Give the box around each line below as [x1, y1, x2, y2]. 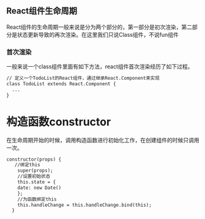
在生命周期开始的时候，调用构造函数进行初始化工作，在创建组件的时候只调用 [6, 136, 199, 144]
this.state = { [17, 179, 56, 185]
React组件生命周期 [6, 6, 78, 17]
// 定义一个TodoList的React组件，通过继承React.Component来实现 [6, 75, 160, 82]
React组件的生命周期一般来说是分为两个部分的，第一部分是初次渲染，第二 [6, 23, 193, 31]
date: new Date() [17, 185, 62, 191]
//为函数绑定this [17, 196, 57, 202]
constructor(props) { [6, 156, 62, 163]
